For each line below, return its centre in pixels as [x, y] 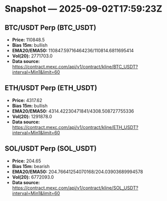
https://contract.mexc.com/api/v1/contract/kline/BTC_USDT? [75, 67]
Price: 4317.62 [27, 100]
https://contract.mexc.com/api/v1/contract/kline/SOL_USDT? [75, 188]
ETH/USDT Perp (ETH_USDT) [51, 88]
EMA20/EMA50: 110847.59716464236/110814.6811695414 [73, 51]
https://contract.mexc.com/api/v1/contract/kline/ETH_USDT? [75, 127]
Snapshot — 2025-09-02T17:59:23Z [83, 9]
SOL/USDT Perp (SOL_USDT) [51, 148]
